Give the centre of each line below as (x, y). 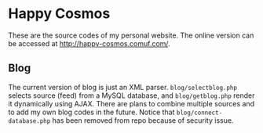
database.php (29, 121)
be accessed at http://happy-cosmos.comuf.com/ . (89, 43)
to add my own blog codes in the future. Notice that (91, 112)
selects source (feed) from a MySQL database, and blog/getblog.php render (131, 95)
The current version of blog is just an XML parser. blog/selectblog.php (123, 87)
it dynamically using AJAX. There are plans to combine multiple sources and (131, 103)
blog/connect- (199, 113)
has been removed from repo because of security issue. (143, 120)
